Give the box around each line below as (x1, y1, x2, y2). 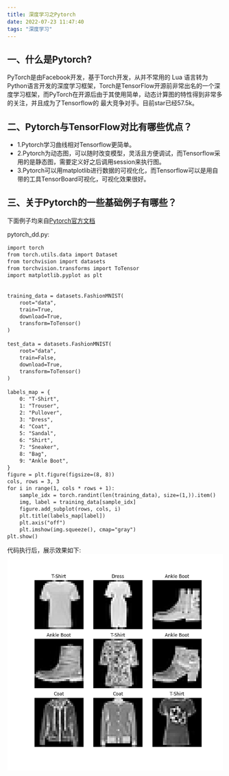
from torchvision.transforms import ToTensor (7, 265, 139, 271)
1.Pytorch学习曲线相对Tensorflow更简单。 (16, 141, 136, 148)
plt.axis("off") (19, 519, 67, 526)
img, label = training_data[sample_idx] (19, 498, 136, 505)
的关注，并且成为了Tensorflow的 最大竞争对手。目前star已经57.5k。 (7, 99, 199, 107)
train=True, (19, 306, 53, 313)
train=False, (19, 354, 57, 361)
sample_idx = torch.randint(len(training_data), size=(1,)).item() (19, 491, 216, 498)
